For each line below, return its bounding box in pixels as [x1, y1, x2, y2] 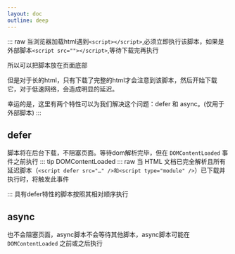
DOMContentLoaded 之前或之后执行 [7, 239, 103, 248]
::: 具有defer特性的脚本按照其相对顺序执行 [7, 190, 129, 198]
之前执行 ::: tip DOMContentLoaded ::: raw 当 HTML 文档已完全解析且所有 [13, 158, 227, 166]
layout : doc [7, 10, 42, 18]
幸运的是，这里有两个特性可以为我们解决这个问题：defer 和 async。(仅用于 [7, 99, 225, 108]
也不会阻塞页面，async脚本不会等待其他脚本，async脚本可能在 [7, 230, 190, 239]
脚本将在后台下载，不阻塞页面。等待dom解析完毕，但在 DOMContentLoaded [7, 148, 220, 157]
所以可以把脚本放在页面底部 [7, 61, 88, 69]
